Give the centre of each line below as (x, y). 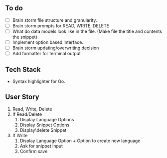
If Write (20, 135)
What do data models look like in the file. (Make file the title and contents (87, 31)
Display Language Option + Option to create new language (80, 141)
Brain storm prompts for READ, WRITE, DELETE (61, 26)
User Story (22, 97)
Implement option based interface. (48, 42)
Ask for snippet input (41, 146)
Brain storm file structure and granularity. (55, 20)
